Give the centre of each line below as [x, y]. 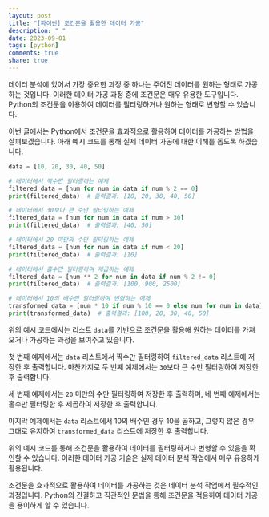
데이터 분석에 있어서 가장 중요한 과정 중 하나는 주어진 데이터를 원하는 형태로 [126, 84]
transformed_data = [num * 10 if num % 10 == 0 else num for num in [125, 306]
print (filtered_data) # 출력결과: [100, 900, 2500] [95, 284]
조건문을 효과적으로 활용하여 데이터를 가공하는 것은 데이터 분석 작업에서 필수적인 [133, 485]
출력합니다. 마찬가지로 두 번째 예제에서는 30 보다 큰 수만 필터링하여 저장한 [145, 366]
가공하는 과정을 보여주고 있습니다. [82, 339]
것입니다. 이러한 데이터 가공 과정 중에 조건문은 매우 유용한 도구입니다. [130, 94]
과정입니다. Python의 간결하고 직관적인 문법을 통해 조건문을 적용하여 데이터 [126, 495]
